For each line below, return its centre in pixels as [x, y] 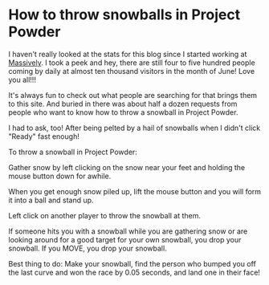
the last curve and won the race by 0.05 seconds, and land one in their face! [134, 272]
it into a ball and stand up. [51, 200]
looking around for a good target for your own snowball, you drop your [125, 239]
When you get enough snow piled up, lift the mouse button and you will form [135, 191]
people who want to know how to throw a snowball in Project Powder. [123, 112]
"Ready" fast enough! [44, 136]
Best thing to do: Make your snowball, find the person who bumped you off [132, 263]
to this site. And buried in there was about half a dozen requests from [123, 104]
